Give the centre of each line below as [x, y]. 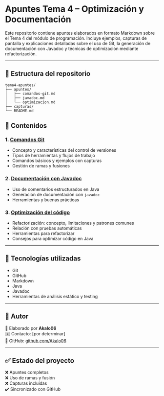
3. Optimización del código [37, 212]
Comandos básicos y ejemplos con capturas [57, 161]
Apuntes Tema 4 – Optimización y [74, 9]
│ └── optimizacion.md [30, 102]
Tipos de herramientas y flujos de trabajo [53, 156]
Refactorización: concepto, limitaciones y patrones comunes [73, 223]
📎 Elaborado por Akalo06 [31, 328]
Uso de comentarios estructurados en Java [56, 189]
